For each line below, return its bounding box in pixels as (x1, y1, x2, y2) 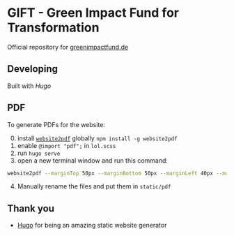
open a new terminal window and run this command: (17, 156, 169, 165)
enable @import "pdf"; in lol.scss (17, 141, 116, 149)
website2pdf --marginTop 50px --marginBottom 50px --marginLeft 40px (7, 170, 214, 177)
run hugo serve (17, 149, 61, 157)
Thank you (7, 202, 54, 214)
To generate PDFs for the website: (7, 120, 106, 128)
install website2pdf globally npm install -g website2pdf (17, 134, 178, 142)
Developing (7, 63, 58, 75)
